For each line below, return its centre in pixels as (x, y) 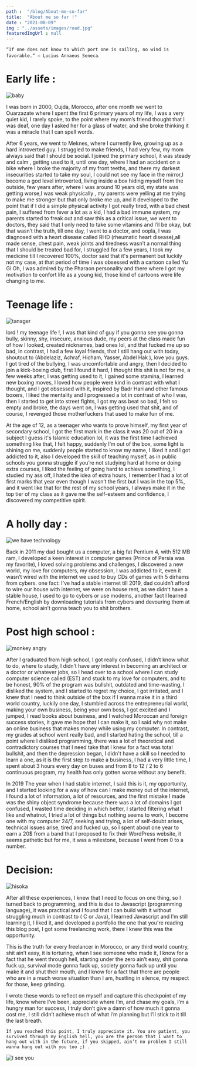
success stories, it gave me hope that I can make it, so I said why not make (96, 722)
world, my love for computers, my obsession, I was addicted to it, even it (94, 570)
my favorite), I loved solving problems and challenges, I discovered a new (95, 564)
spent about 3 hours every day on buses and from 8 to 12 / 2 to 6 (84, 766)
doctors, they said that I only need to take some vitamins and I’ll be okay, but (98, 225)
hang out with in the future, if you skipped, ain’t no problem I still (97, 1042)
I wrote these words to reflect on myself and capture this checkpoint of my (96, 995)
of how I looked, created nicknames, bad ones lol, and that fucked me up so (98, 345)
